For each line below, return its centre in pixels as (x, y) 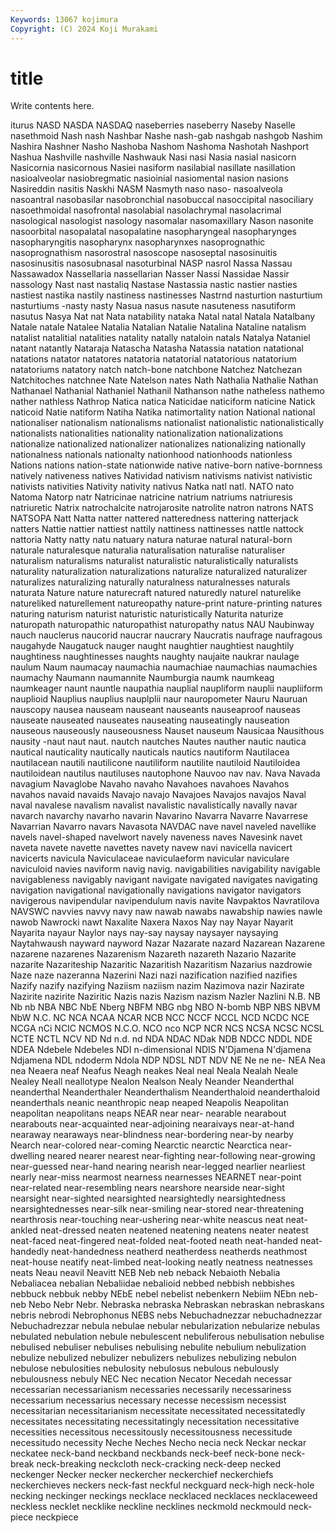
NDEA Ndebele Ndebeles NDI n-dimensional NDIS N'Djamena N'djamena (161, 1050)
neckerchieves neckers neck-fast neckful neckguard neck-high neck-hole (162, 1485)
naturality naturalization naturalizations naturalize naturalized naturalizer (159, 572)
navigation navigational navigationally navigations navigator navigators (156, 890)
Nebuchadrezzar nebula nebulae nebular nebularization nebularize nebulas (165, 1326)
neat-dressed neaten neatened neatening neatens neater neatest (174, 1230)
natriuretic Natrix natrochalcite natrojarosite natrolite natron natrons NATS (162, 508)
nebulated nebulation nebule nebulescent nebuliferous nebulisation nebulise (167, 1337)
